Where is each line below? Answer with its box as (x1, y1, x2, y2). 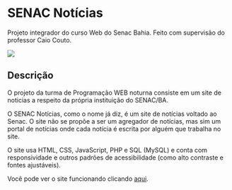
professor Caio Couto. (7, 35, 72, 44)
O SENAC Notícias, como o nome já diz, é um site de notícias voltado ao (7, 109, 217, 118)
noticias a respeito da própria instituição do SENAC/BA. (7, 95, 168, 104)
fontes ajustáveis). (7, 160, 62, 169)
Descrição (7, 69, 54, 82)
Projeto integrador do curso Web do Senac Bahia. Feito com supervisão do (7, 28, 225, 37)
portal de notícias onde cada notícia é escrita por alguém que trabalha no (7, 124, 221, 133)
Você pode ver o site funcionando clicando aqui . (7, 174, 149, 183)
